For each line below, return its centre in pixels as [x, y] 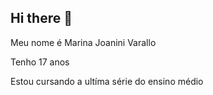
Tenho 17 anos [40, 62]
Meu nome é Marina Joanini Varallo [83, 42]
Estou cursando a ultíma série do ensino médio [107, 81]
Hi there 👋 [41, 18]
